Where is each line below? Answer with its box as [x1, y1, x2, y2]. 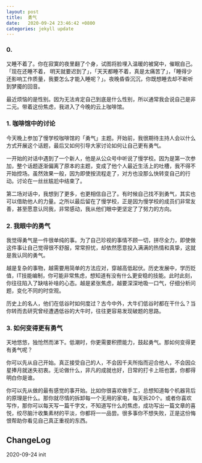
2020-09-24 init [6, 451, 46, 458]
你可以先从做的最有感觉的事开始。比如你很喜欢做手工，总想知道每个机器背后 [6, 387, 196, 394]
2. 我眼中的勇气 [6, 221, 51, 230]
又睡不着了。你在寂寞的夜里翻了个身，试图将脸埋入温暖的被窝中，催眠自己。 [6, 60, 196, 67]
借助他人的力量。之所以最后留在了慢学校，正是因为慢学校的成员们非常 [16, 197, 191, 205]
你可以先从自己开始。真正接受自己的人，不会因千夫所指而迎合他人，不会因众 [6, 359, 196, 367]
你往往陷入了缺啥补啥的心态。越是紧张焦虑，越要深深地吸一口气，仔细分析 [6, 280, 191, 287]
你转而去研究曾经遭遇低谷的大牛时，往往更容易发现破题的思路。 [6, 307, 164, 315]
